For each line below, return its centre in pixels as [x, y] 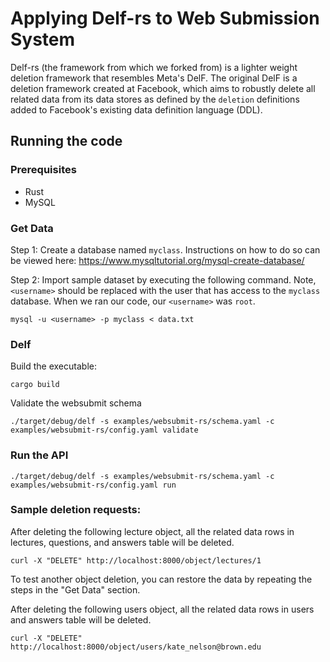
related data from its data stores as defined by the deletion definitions [155, 99]
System [43, 39]
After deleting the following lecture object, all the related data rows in [152, 531]
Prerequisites [43, 170]
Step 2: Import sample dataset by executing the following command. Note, [163, 279]
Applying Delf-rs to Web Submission [165, 18]
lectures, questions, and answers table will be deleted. [122, 542]
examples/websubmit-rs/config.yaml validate [104, 430]
